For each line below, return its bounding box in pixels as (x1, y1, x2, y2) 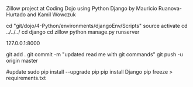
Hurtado (6, 11, 26, 18)
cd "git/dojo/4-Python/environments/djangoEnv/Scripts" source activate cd (6, 23, 188, 29)
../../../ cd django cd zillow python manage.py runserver (6, 28, 140, 35)
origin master (6, 57, 38, 64)
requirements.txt (6, 75, 46, 81)
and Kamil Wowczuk (27, 11, 76, 18)
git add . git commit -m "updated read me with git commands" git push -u (6, 51, 183, 57)
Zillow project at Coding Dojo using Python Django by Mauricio (6, 5, 157, 12)
